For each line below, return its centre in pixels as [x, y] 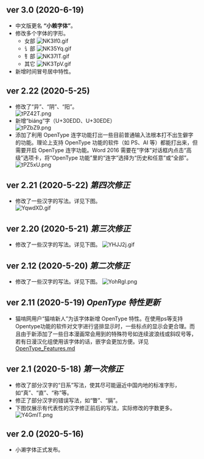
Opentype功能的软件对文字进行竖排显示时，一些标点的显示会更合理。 [102, 326]
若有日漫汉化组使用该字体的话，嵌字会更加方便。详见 [82, 341]
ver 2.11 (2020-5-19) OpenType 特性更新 [83, 303]
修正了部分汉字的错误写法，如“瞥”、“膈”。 [68, 400]
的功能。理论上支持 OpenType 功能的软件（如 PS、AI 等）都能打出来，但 [106, 142]
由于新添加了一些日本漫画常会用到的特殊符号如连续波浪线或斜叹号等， [108, 334]
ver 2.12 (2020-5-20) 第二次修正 [68, 266]
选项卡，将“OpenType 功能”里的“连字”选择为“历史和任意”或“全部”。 [107, 158]
